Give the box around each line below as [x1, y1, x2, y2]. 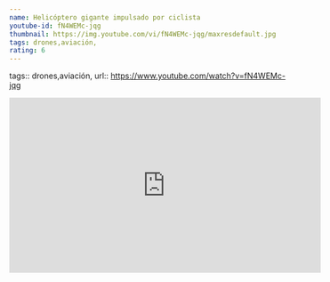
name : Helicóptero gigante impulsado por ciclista [9, 12, 201, 22]
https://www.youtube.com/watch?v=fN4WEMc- [110, 70, 286, 81]
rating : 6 [9, 46, 46, 55]
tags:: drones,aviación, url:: [9, 70, 109, 81]
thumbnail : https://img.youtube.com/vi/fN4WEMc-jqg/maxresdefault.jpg [9, 29, 277, 38]
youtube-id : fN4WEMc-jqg [9, 21, 101, 30]
